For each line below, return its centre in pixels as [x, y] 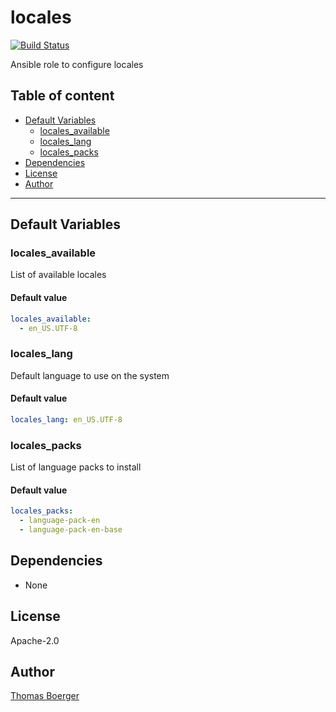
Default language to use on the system [90, 375]
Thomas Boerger [45, 696]
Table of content [62, 96]
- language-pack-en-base [71, 530]
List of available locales [58, 275]
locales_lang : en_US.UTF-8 [66, 419]
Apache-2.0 [35, 640]
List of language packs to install [76, 467]
